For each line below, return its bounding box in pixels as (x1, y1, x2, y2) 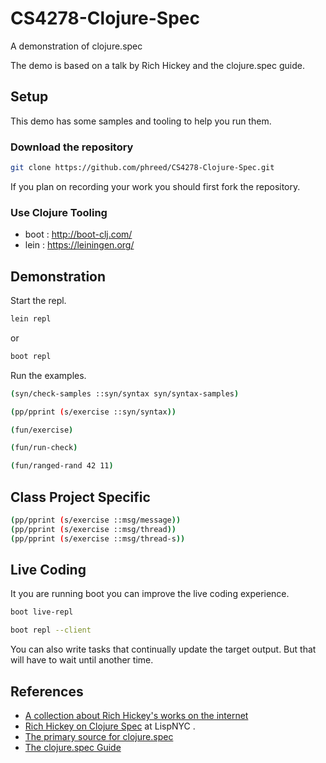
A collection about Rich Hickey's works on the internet (24, 709, 249, 721)
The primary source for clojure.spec (24, 730, 174, 742)
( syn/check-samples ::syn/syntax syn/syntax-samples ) (10, 388, 240, 399)
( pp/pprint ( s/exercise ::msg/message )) (10, 515, 182, 525)
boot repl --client (10, 625, 92, 636)
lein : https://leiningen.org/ (24, 239, 135, 251)
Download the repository (10, 140, 134, 154)
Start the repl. (10, 295, 67, 307)
